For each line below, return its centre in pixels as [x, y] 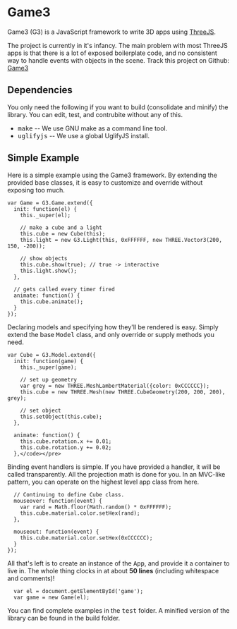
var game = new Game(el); [52, 597]
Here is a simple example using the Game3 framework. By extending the [112, 175]
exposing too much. [36, 190]
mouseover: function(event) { [58, 501]
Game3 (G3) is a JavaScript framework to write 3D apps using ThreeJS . [112, 32]
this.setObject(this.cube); [61, 417]
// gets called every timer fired [64, 289]
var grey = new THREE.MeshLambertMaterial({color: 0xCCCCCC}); [115, 386]
